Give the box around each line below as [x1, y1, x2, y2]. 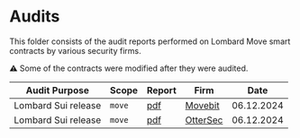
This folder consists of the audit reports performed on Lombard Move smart [9, 36, 291, 47]
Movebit [185, 99, 220, 111]
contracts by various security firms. [9, 45, 141, 56]
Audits [9, 6, 60, 27]
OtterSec [185, 114, 223, 126]
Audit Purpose [25, 83, 90, 96]
